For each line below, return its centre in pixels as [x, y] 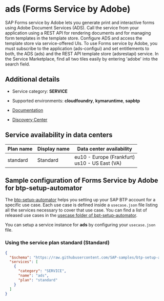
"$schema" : [20, 258]
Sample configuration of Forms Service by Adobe [82, 180]
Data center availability [105, 149]
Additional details [32, 79]
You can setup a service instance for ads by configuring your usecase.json [80, 225]
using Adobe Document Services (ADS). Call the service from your [72, 27]
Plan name [20, 149]
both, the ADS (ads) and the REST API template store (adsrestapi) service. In [82, 54]
